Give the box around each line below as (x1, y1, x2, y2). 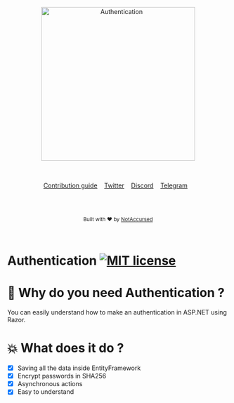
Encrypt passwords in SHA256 (17, 372, 107, 381)
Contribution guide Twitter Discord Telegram (43, 181, 188, 190)
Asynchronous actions (17, 380, 83, 388)
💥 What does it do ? (7, 341, 124, 356)
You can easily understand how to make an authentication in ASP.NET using (7, 308, 227, 317)
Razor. (7, 316, 26, 324)
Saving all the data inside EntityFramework (17, 364, 141, 372)
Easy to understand (17, 388, 74, 396)
